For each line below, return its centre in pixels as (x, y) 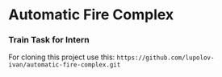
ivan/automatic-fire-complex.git (65, 65)
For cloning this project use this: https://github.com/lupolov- (111, 57)
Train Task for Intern (49, 40)
